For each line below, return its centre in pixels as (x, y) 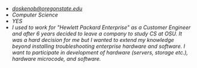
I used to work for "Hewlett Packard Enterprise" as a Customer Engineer (101, 27)
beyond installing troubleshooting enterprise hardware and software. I (99, 46)
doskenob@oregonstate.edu (47, 9)
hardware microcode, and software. (56, 59)
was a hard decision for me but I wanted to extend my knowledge (93, 40)
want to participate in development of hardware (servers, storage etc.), (100, 52)
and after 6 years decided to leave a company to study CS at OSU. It (97, 34)
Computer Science (35, 15)
